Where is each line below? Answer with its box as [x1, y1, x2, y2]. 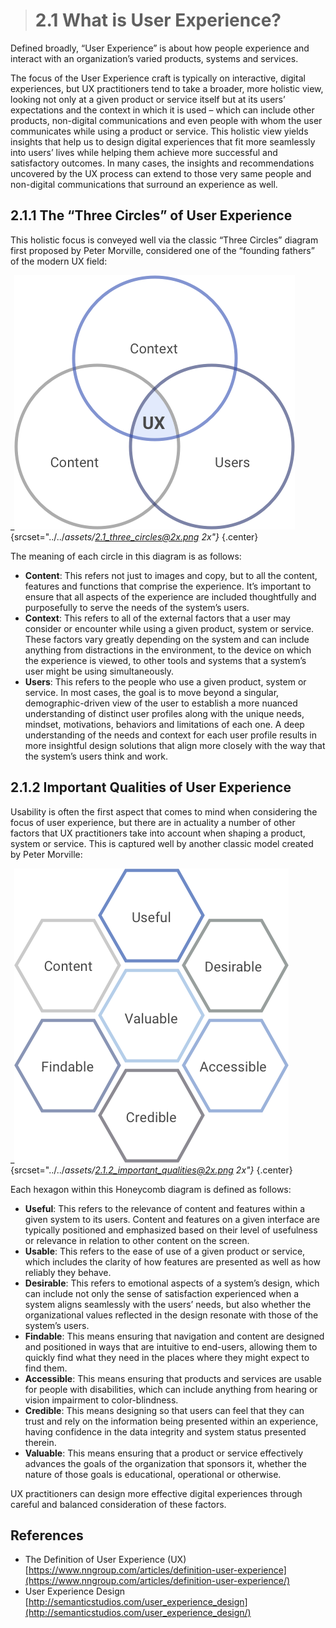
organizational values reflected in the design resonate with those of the [24, 1309, 319, 1321]
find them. [24, 1362, 68, 1374]
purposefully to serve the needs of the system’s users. [24, 601, 250, 613]
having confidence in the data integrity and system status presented [24, 1425, 307, 1438]
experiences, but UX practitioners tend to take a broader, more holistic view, [10, 82, 324, 94]
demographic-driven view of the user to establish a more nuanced [24, 697, 298, 709]
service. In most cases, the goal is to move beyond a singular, [24, 686, 280, 698]
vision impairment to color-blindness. [24, 1394, 179, 1406]
